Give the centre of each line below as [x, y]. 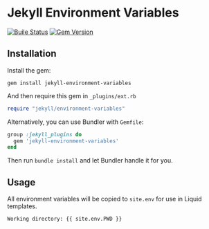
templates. [22, 206]
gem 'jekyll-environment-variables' [66, 141]
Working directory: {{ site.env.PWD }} [65, 219]
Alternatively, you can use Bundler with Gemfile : [75, 122]
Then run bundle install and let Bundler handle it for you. [90, 161]
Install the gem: [29, 70]
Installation [32, 54]
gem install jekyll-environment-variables [69, 83]
